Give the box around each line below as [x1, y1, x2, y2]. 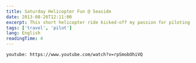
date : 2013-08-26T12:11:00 [6, 14, 72, 20]
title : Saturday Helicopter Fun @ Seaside [6, 8, 111, 15]
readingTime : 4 [6, 36, 43, 41]
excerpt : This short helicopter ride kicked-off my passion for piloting [6, 19, 191, 25]
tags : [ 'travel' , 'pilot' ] [6, 24, 72, 31]
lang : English [6, 30, 41, 36]
